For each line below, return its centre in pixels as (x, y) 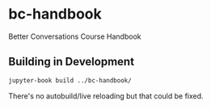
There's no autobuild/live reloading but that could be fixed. (106, 96)
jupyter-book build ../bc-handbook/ (70, 80)
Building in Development (72, 62)
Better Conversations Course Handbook (75, 36)
